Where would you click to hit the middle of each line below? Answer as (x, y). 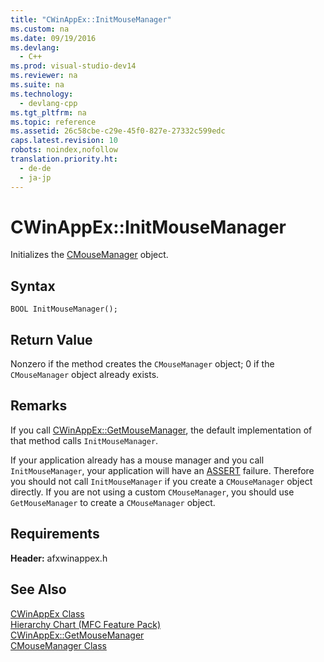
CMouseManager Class (58, 645)
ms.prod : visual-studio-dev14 (73, 66)
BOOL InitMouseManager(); (64, 309)
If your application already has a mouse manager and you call (137, 460)
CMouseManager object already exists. (85, 375)
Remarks (39, 406)
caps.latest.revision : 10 (64, 141)
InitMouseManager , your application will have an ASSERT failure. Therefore (162, 470)
